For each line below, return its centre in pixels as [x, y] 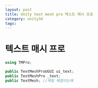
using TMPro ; [19, 63]
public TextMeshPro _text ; [33, 76]
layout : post [19, 10]
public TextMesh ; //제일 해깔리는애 [39, 81]
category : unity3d [24, 19]
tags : [11, 23]
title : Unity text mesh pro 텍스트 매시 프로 [49, 14]
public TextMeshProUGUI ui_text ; [40, 72]
